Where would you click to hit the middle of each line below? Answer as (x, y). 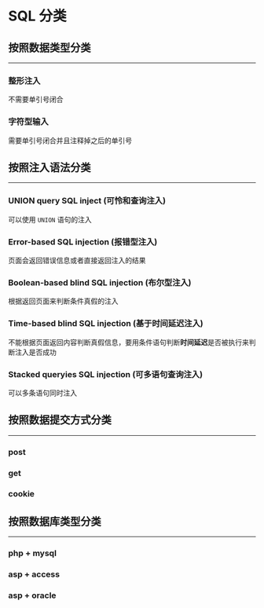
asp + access (34, 574)
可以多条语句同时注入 (42, 393)
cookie (22, 494)
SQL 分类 (37, 16)
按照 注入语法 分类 (49, 167)
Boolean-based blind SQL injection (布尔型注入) (100, 282)
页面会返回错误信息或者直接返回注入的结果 (77, 260)
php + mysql (33, 553)
